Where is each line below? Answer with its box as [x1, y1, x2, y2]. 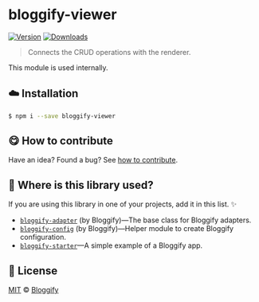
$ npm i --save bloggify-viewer [8, 112, 116, 120]
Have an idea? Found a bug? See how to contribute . [8, 155, 178, 165]
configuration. [19, 233, 66, 242]
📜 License [8, 264, 58, 277]
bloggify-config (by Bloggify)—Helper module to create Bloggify [19, 224, 233, 233]
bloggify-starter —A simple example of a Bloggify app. [19, 241, 203, 250]
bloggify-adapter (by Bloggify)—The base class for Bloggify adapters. [19, 215, 252, 225]
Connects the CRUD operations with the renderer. [27, 47, 191, 57]
